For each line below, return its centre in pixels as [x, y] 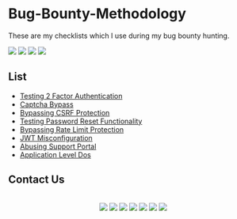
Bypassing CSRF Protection [65, 112]
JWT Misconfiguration [56, 138]
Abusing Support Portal [58, 146]
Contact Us [36, 180]
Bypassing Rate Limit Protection [72, 129]
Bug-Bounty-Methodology [97, 14]
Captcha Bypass [46, 104]
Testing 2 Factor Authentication [71, 96]
